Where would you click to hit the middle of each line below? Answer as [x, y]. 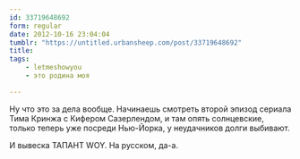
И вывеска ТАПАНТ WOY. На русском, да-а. [94, 145]
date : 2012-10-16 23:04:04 [60, 34]
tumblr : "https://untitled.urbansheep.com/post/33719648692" [126, 42]
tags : [19, 59]
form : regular [36, 26]
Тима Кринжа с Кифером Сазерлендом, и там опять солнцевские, [137, 118]
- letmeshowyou [54, 68]
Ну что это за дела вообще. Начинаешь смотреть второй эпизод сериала [150, 109]
